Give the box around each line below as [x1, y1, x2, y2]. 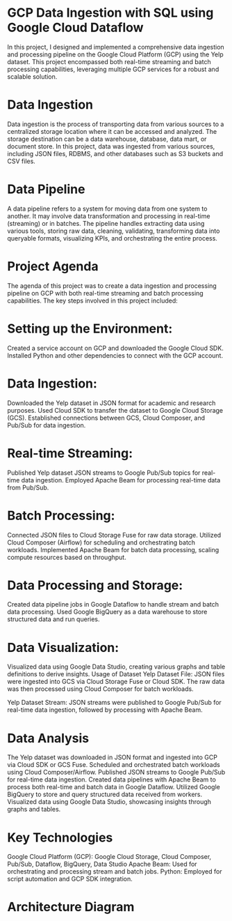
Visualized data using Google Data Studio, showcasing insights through [7, 798, 212, 806]
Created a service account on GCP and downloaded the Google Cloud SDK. [7, 344, 224, 352]
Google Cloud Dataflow [7, 20, 144, 36]
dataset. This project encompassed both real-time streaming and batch [7, 57, 211, 66]
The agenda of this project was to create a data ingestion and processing [7, 281, 217, 290]
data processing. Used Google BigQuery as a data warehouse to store [7, 608, 208, 616]
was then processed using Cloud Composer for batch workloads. [7, 685, 194, 693]
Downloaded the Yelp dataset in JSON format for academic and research [7, 399, 216, 407]
